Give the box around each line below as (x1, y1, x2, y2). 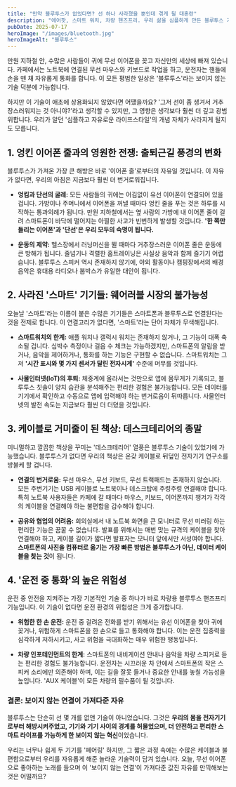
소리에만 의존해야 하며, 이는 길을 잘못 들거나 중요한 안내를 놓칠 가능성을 (30, 668, 226, 676)
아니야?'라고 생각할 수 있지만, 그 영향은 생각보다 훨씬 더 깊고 (50, 107, 214, 115)
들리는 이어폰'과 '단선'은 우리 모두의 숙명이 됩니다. (17, 225, 155, 234)
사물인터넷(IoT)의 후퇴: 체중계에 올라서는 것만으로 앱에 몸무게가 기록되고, (17, 373, 218, 383)
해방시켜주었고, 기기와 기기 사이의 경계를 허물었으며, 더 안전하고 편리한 (25, 722, 217, 730)
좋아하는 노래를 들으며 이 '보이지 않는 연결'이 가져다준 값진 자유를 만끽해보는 (20, 763, 228, 772)
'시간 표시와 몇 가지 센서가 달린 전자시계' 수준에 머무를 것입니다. (25, 359, 198, 367)
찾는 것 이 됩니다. (30, 552, 76, 560)
